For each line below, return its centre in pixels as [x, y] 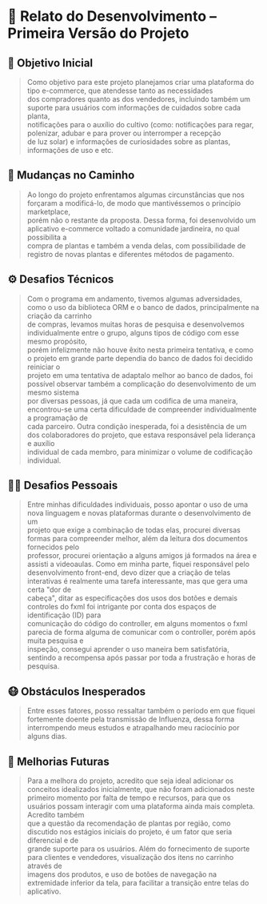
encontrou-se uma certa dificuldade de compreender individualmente [142, 409]
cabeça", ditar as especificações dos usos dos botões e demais [132, 598]
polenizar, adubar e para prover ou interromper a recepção [124, 133]
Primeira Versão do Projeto [98, 33]
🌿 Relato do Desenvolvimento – [112, 16]
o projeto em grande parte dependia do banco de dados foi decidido [140, 358]
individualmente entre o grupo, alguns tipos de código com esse [133, 332]
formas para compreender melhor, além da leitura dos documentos [137, 539]
